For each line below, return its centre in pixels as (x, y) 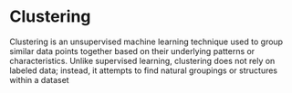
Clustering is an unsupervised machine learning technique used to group (146, 42)
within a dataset (40, 79)
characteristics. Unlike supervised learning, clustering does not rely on (142, 60)
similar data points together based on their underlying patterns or (132, 51)
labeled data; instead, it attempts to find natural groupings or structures (144, 70)
